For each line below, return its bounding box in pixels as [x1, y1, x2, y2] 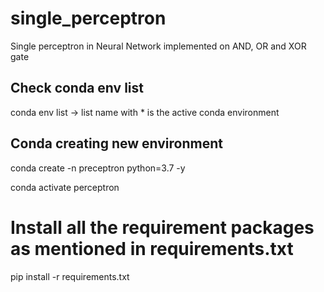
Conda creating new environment [10, 135, 223, 152]
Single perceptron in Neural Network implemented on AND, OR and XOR [10, 40, 307, 52]
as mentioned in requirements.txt [10, 237, 294, 260]
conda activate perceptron [10, 181, 120, 193]
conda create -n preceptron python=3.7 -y [10, 162, 186, 174]
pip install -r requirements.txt [10, 270, 130, 282]
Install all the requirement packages [10, 216, 315, 239]
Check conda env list [10, 80, 144, 97]
